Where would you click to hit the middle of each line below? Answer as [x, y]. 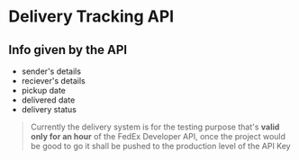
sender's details [51, 71]
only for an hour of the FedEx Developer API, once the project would [158, 136]
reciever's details [54, 81]
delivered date [48, 100]
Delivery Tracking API [91, 17]
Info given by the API [68, 50]
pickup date [44, 90]
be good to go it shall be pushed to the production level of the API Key [160, 146]
